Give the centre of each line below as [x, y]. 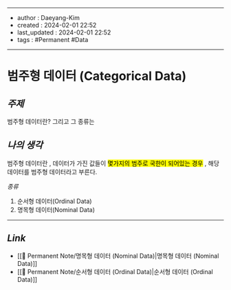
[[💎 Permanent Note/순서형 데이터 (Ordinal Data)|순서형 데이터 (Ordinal [115, 271]
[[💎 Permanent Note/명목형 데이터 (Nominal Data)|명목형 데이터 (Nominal [118, 256]
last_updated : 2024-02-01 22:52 [64, 32]
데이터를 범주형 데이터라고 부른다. [52, 172]
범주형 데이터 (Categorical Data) [97, 76]
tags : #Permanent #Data [53, 40]
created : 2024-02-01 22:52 [57, 25]
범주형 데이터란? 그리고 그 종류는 [51, 122]
